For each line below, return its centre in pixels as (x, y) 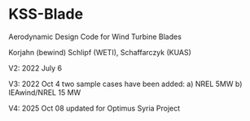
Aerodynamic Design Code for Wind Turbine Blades (95, 37)
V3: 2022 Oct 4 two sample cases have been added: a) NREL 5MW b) (125, 84)
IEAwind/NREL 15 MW (45, 92)
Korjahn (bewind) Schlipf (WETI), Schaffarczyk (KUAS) (100, 52)
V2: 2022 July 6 (35, 68)
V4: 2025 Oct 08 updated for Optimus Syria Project (94, 108)
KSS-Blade (46, 14)
